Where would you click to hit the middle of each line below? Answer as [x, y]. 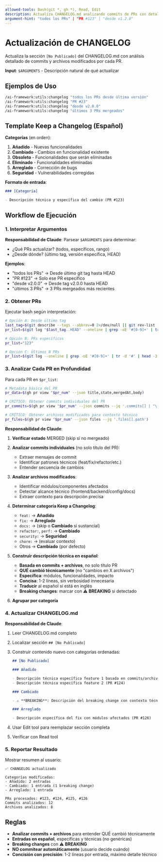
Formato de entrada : [26, 182]
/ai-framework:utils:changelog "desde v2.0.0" [53, 106]
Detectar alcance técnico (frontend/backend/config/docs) [77, 491]
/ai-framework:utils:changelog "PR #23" [47, 102]
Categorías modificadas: [30, 777]
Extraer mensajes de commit [48, 457]
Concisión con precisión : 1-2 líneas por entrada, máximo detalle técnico [84, 855]
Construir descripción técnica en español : [55, 556]
